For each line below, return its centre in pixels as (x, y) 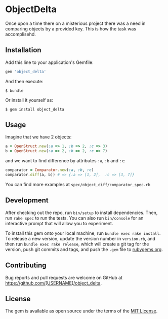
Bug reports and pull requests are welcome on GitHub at (64, 277)
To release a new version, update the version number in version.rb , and (80, 238)
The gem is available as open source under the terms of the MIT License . (81, 311)
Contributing (26, 265)
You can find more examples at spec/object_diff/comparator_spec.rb (78, 184)
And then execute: (24, 81)
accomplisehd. (21, 34)
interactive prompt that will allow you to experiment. (59, 223)
